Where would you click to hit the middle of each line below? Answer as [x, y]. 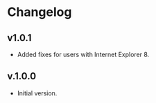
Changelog [40, 12]
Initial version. [37, 93]
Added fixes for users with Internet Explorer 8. [83, 54]
